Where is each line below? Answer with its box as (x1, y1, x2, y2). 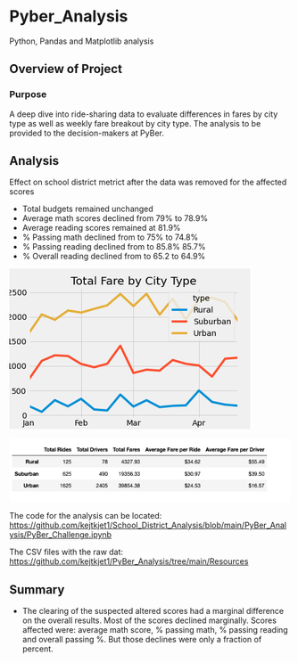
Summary (9, 582, 65, 597)
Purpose (9, 88, 47, 101)
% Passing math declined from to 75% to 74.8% (21, 232, 199, 242)
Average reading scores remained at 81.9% (21, 223, 181, 233)
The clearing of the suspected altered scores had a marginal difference (21, 606, 285, 617)
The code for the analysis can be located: (9, 511, 162, 521)
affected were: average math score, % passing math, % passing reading (21, 625, 288, 635)
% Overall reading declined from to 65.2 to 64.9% (21, 251, 206, 262)
